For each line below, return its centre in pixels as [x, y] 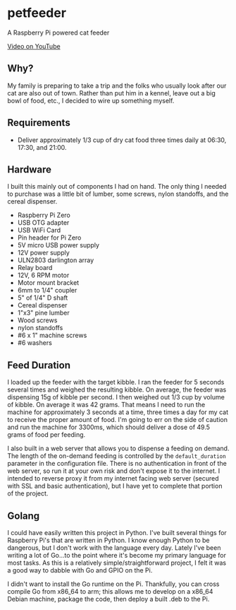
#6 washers [35, 343]
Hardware [29, 169]
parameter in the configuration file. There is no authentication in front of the [117, 464]
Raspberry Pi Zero [44, 215]
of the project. [28, 493]
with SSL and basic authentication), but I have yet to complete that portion [115, 486]
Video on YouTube [34, 46]
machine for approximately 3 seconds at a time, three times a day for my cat [118, 412]
